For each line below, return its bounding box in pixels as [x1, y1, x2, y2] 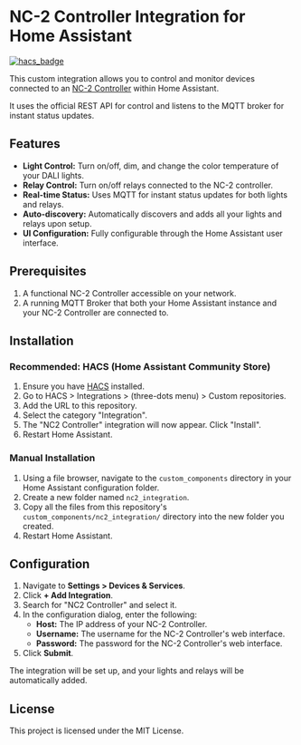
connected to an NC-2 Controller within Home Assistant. [9, 82, 220, 93]
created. [22, 520, 54, 531]
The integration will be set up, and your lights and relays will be [9, 665, 245, 676]
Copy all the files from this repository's [22, 501, 167, 512]
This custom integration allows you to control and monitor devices [9, 73, 256, 83]
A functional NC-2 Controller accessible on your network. [22, 287, 237, 298]
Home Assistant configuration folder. [22, 482, 160, 493]
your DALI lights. [22, 169, 84, 180]
